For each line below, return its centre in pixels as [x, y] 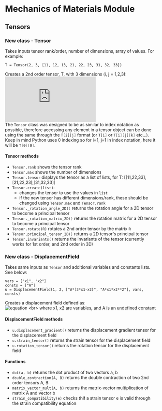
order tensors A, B [30, 382]
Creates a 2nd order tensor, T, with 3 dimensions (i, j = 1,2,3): [66, 74]
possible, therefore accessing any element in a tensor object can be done [78, 130]
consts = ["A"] [20, 286]
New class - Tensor [28, 41]
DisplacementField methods [34, 319]
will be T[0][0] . [20, 145]
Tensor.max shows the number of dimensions [57, 172]
